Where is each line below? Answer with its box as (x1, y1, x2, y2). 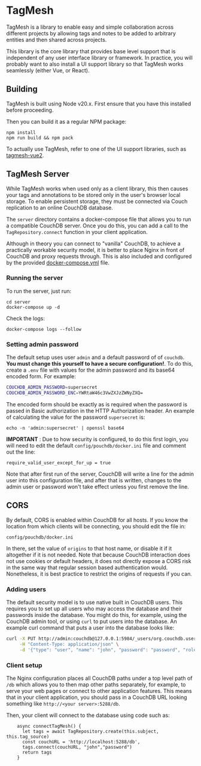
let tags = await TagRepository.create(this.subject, (22, 728, 160, 734)
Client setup (6, 661, 43, 669)
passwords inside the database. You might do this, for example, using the (6, 612, 187, 619)
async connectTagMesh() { (17, 723, 82, 729)
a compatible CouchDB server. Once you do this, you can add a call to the (6, 222, 188, 229)
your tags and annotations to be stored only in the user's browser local (6, 191, 181, 198)
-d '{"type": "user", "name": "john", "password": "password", (19, 647, 181, 653)
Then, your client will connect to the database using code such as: (6, 712, 170, 719)
